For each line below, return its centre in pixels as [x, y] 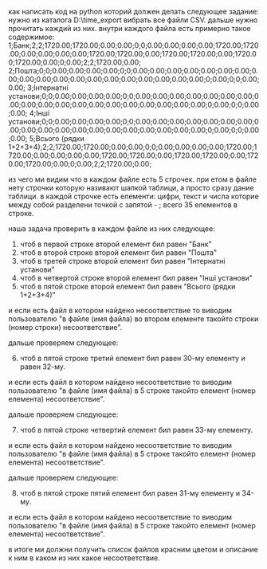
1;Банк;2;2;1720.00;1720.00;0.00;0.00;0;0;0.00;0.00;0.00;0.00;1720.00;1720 [133, 45]
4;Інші [39, 113]
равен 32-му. [43, 367]
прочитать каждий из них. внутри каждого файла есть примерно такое [130, 28]
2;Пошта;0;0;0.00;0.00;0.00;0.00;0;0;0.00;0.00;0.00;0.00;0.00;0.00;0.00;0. [133, 71]
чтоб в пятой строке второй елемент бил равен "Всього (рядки [128, 286]
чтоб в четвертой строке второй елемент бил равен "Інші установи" [136, 278]
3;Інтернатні [48, 88]
